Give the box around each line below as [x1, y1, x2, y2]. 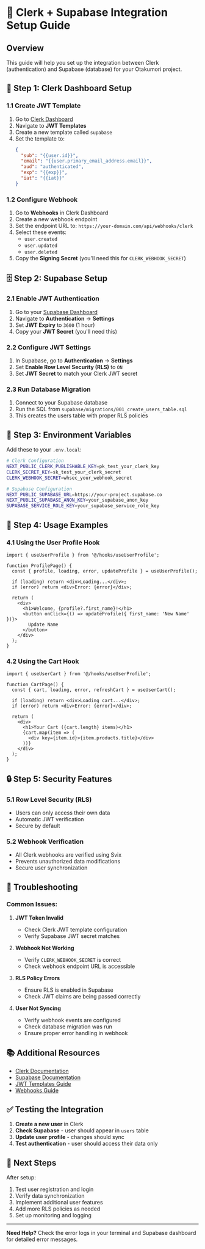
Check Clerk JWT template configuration [24, 926, 128, 933]
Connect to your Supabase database [15, 399, 108, 406]
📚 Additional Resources [6, 1048, 101, 1058]
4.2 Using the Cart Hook [6, 657, 79, 665]
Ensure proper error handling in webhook [24, 1029, 128, 1036]
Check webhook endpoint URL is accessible [24, 962, 135, 970]
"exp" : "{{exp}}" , [21, 169, 68, 176]
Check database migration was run [24, 1023, 113, 1030]
